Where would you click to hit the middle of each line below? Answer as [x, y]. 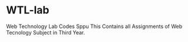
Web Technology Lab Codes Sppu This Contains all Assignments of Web [94, 26]
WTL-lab [28, 10]
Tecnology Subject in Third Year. [46, 32]
